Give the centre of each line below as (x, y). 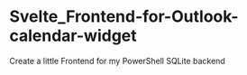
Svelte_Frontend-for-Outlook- (124, 17)
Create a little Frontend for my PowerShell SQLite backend (117, 61)
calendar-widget (73, 36)
